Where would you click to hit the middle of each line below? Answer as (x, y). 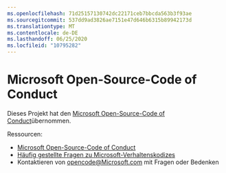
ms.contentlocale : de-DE (43, 33)
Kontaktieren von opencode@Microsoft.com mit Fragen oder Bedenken (118, 162)
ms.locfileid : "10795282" (44, 45)
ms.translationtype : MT (41, 26)
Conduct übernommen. (39, 121)
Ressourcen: (25, 134)
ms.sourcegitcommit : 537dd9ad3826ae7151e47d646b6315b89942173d (100, 20)
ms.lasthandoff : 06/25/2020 (47, 39)
